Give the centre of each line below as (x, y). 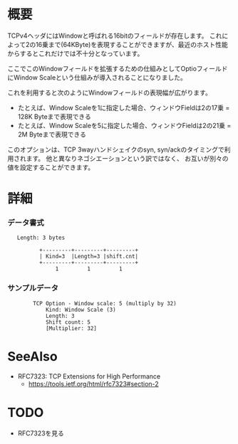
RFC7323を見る (41, 433)
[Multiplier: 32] (71, 328)
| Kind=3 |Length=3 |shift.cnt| (89, 257)
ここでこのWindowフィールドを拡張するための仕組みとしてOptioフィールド (118, 68)
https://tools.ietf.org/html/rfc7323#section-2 (93, 384)
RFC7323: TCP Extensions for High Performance (89, 376)
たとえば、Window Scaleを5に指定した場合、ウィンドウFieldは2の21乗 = (124, 125)
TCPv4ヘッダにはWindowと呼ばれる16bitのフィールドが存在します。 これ (115, 36)
